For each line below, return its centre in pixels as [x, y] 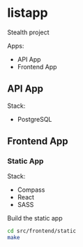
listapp [28, 13]
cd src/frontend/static [42, 231]
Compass [31, 190]
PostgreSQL [35, 119]
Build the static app [35, 218]
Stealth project [29, 32]
